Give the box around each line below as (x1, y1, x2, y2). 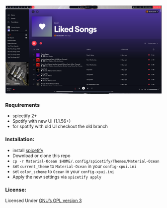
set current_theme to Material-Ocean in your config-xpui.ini (12, 163, 137, 169)
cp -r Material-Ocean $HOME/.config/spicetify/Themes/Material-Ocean (12, 159, 160, 164)
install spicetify (12, 147, 44, 153)
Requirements (5, 101, 40, 108)
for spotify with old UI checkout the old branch (12, 123, 108, 130)
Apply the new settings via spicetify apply (12, 174, 102, 180)
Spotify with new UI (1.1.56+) (12, 118, 71, 124)
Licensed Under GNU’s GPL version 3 (5, 198, 82, 204)
